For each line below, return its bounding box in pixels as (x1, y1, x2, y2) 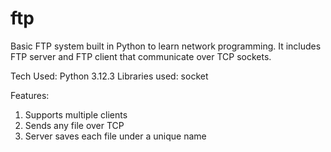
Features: (10, 89, 50, 101)
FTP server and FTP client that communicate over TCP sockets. (10, 50, 272, 62)
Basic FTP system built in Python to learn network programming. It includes (10, 40, 322, 52)
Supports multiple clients (24, 108, 128, 121)
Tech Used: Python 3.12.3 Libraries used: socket (10, 70, 209, 82)
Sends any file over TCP (24, 119, 125, 131)
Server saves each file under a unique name (24, 130, 207, 142)
